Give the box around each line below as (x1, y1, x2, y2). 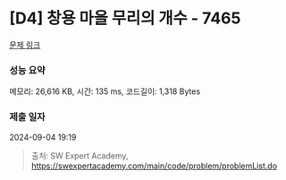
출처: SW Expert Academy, (30, 150, 129, 161)
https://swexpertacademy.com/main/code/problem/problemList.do (30, 160, 278, 171)
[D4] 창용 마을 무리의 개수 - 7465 (9, 8, 241, 29)
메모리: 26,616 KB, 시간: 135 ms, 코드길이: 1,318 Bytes (9, 86, 201, 97)
